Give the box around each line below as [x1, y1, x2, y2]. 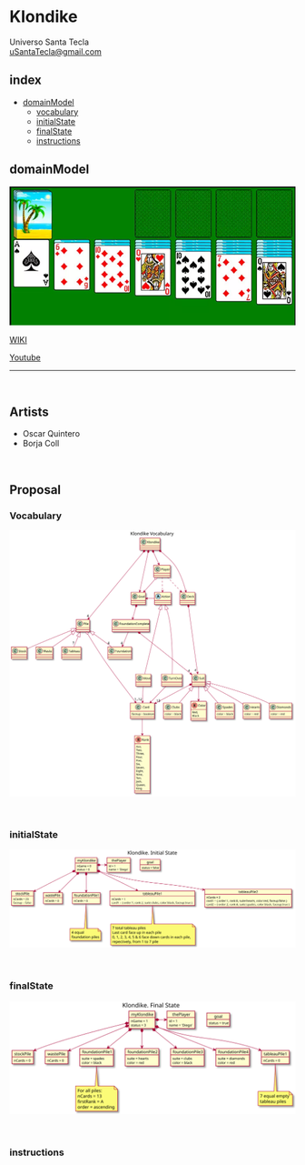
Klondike [9, 6, 78, 27]
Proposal [9, 482, 62, 497]
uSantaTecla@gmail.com [9, 45, 103, 56]
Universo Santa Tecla [9, 36, 89, 47]
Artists [9, 404, 50, 419]
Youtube [9, 352, 41, 363]
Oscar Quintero [22, 428, 80, 439]
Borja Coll [22, 438, 60, 449]
